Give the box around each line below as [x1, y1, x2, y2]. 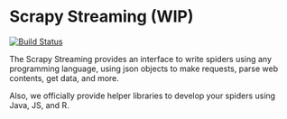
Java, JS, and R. [9, 99, 69, 110]
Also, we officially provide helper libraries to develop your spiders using [9, 90, 276, 101]
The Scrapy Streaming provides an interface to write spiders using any [9, 53, 273, 64]
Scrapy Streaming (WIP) [9, 6, 194, 27]
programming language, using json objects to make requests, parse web [9, 63, 278, 74]
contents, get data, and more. [9, 72, 120, 83]
